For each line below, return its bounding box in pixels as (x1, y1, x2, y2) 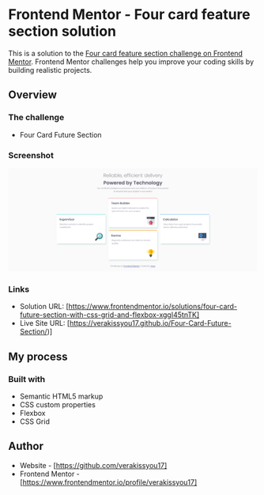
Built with (8, 373, 46, 384)
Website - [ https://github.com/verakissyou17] (19, 460, 168, 470)
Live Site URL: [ (19, 319, 70, 328)
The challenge (8, 112, 65, 123)
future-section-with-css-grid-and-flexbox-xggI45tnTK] (19, 310, 200, 319)
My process (8, 350, 68, 363)
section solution (8, 22, 117, 40)
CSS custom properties (19, 400, 96, 410)
